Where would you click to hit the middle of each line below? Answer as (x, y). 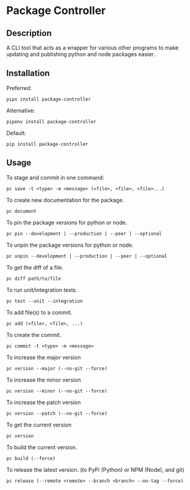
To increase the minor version (44, 380)
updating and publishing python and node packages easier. (81, 54)
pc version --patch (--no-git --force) (57, 413)
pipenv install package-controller (51, 122)
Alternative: (21, 110)
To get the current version (39, 425)
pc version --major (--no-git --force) (57, 368)
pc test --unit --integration (45, 301)
